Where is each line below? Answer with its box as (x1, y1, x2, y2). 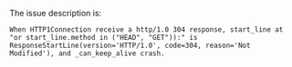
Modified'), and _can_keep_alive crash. (9, 49, 166, 58)
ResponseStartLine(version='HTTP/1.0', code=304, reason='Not (9, 41, 251, 50)
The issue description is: (9, 8, 102, 18)
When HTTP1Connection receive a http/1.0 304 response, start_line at (9, 25, 284, 34)
